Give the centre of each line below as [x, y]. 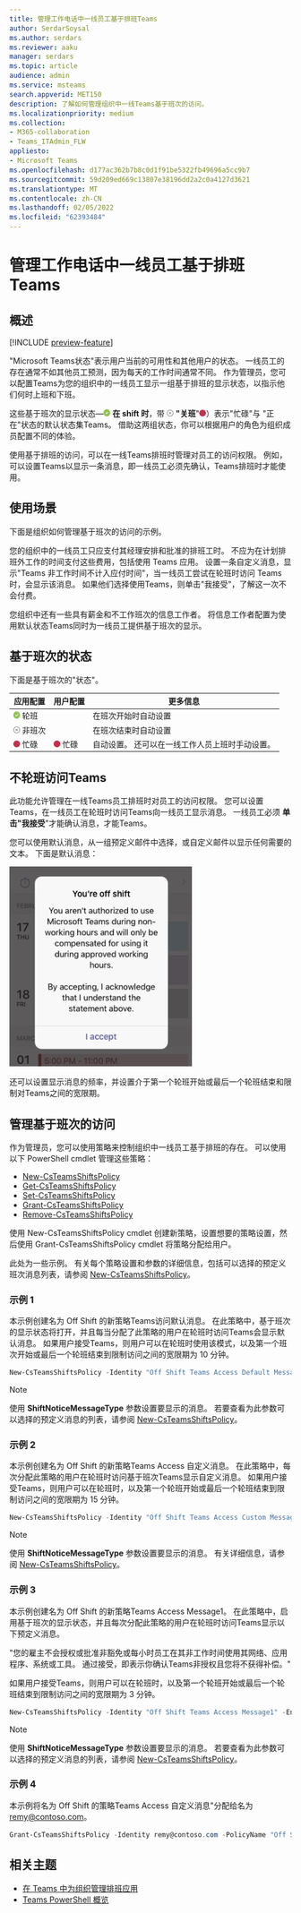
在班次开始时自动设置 [132, 716]
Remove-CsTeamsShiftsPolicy [77, 1214]
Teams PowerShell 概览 [65, 1900]
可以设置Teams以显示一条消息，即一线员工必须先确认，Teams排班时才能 [144, 466]
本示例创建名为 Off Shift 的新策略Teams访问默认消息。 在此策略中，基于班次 [150, 1321]
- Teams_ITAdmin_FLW [48, 142]
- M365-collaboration [50, 133]
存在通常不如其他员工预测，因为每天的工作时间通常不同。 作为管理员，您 [144, 372]
